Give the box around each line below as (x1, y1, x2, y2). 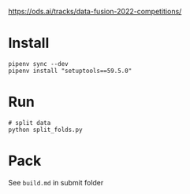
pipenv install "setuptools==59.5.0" (8, 67, 132, 75)
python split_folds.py (8, 126, 83, 134)
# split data (8, 119, 51, 126)
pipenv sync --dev (8, 60, 69, 68)
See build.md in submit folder (8, 178, 104, 187)
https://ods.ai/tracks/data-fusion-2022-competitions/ (8, 7, 182, 16)
